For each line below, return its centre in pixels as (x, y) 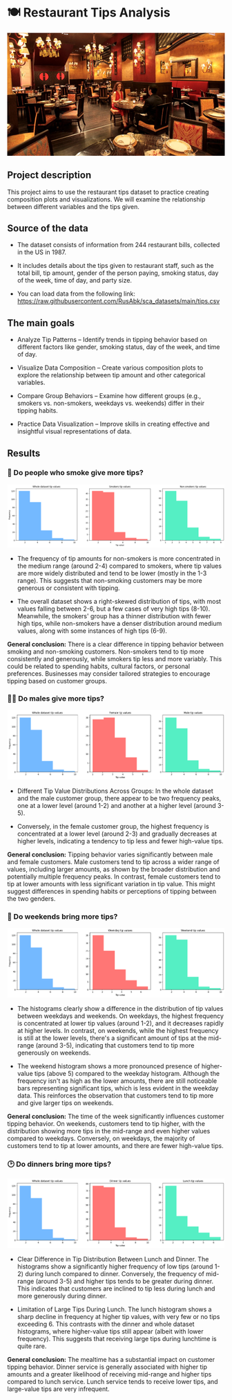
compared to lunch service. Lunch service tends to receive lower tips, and (113, 1381)
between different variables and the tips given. (74, 206)
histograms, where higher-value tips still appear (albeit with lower (110, 1331)
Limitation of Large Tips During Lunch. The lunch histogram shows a (114, 1309)
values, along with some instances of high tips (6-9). (92, 631)
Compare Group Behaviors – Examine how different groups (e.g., (109, 396)
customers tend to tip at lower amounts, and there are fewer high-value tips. (115, 1146)
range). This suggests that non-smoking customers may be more (109, 580)
